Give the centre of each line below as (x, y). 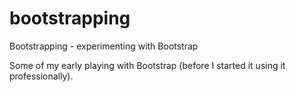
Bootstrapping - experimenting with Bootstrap (104, 46)
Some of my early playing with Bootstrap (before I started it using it (147, 65)
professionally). (41, 76)
